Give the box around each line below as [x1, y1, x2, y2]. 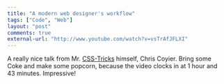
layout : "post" [7, 23, 51, 30]
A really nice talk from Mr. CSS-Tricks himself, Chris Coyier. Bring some [7, 54, 212, 63]
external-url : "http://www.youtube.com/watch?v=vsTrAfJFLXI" [7, 36, 189, 43]
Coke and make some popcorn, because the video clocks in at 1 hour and [7, 62, 218, 70]
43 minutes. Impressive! [7, 70, 77, 78]
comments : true [7, 29, 51, 36]
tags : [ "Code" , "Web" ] [7, 17, 73, 23]
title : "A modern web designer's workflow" [7, 10, 136, 17]
